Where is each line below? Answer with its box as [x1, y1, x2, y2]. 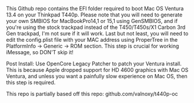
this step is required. [6, 79, 56, 86]
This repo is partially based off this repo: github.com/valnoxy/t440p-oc [6, 91, 178, 97]
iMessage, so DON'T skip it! [6, 49, 73, 55]
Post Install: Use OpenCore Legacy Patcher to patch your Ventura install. [6, 60, 182, 67]
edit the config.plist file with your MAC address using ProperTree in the [6, 36, 178, 43]
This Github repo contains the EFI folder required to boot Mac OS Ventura [6, 5, 184, 12]
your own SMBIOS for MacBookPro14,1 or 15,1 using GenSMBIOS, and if [6, 18, 178, 24]
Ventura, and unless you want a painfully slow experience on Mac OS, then [6, 73, 188, 79]
